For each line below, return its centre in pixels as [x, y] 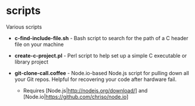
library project [31, 62]
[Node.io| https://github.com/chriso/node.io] [76, 97]
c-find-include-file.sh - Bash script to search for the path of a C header [101, 38]
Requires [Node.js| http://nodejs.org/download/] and [85, 90]
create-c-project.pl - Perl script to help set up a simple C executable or [101, 55]
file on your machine [39, 44]
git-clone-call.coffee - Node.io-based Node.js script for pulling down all [102, 73]
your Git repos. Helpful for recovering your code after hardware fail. [95, 79]
